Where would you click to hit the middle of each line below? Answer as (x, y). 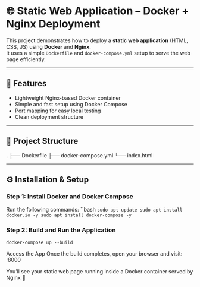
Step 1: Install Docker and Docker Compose (70, 196)
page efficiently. (26, 59)
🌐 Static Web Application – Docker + (98, 11)
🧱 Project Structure (42, 141)
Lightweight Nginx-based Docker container (68, 98)
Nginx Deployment (53, 24)
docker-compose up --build (40, 242)
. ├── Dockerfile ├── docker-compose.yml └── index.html (79, 155)
